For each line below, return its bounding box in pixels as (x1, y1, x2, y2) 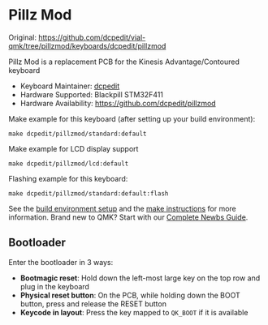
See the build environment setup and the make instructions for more (8, 203, 237, 213)
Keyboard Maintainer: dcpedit (19, 81, 120, 91)
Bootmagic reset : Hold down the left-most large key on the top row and (19, 273, 261, 283)
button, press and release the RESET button (19, 298, 166, 309)
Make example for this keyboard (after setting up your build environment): (8, 113, 256, 123)
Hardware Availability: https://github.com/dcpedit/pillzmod (19, 98, 217, 108)
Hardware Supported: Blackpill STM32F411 (19, 89, 164, 99)
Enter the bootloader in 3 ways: (8, 257, 114, 267)
